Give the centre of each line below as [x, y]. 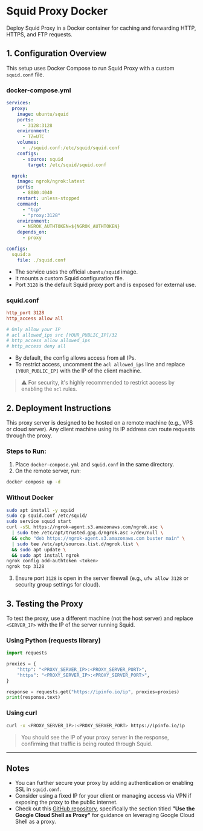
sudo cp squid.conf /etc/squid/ [47, 516]
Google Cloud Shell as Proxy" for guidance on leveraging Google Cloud [105, 815]
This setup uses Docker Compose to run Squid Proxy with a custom [90, 68]
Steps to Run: [26, 451]
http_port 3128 [25, 313]
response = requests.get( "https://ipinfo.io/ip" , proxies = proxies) [93, 692]
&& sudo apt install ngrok [46, 555]
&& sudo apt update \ [39, 550]
